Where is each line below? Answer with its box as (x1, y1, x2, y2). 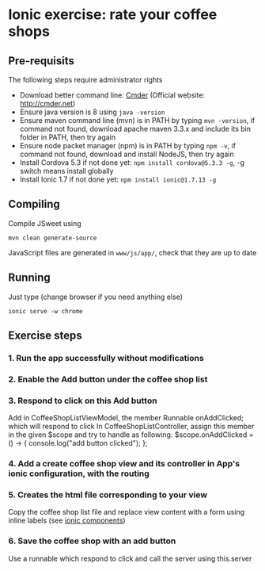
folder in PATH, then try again (19, 132, 116, 142)
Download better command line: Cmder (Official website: (19, 90, 206, 100)
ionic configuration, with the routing (8, 468, 150, 479)
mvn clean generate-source (8, 234, 97, 242)
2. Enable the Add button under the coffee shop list (8, 374, 208, 385)
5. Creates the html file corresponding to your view (8, 489, 208, 500)
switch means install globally (19, 167, 114, 175)
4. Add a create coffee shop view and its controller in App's (8, 458, 240, 469)
